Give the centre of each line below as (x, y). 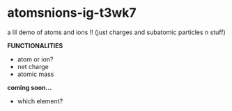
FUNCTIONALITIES (35, 45)
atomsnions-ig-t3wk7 (72, 13)
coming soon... (30, 87)
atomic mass (36, 74)
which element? (40, 101)
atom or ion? (35, 59)
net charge (33, 66)
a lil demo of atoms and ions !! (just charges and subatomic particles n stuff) (116, 32)
